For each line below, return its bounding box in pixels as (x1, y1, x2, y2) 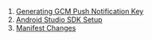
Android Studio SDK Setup (15, 15, 103, 24)
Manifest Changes (15, 24, 76, 32)
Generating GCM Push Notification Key (15, 7, 144, 16)
